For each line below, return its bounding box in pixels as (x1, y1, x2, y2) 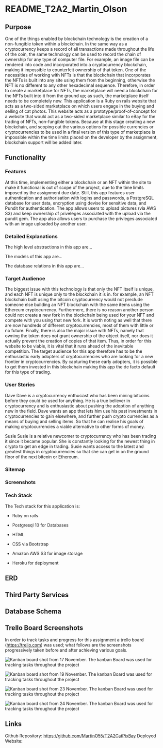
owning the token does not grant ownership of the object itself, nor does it (5, 333, 153, 339)
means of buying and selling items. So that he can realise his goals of (5, 418, 144, 424)
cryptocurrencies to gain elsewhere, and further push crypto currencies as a (5, 413, 158, 419)
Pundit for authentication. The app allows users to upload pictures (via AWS (5, 205, 156, 211)
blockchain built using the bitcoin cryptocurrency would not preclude (5, 297, 143, 303)
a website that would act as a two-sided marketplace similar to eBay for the (5, 114, 156, 119)
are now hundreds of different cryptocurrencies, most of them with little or (5, 323, 154, 328)
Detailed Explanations (5, 233, 58, 240)
